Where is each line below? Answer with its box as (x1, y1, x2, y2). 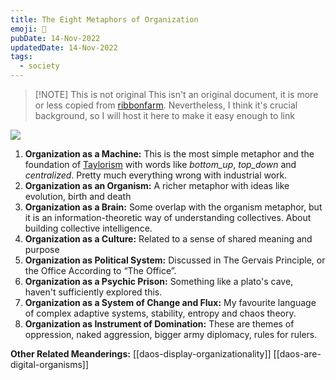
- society (19, 61, 60, 71)
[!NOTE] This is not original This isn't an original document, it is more (34, 89, 319, 100)
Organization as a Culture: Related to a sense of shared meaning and (24, 233, 313, 245)
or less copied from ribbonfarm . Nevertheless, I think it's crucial (34, 99, 298, 111)
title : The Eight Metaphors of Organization (10, 14, 199, 25)
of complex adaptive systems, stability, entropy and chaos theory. (24, 307, 297, 319)
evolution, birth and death (24, 191, 132, 202)
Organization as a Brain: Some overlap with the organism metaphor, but (24, 201, 323, 213)
